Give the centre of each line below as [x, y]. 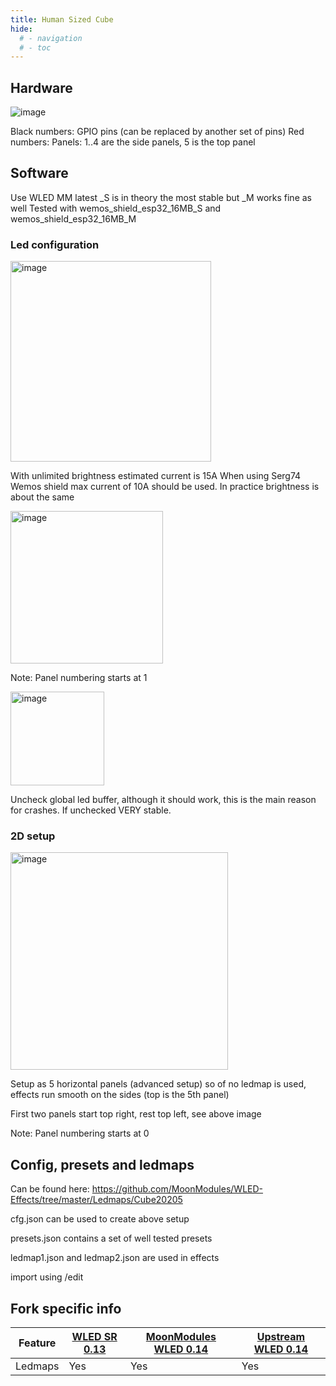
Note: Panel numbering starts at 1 [79, 678]
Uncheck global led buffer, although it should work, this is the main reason [163, 800]
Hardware [41, 87]
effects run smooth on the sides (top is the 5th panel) [120, 1095]
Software [39, 173]
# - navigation [51, 38]
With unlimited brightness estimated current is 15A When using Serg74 [156, 476]
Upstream [281, 1337]
